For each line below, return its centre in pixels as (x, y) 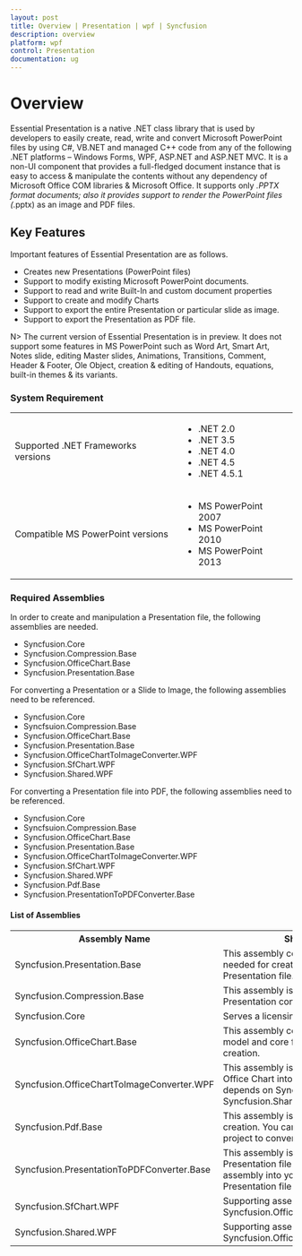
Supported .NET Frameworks (76, 446)
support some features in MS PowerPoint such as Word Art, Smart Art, (140, 346)
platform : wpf (37, 43)
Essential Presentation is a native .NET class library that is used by (133, 128)
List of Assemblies (46, 915)
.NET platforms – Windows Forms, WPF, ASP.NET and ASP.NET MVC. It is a (149, 157)
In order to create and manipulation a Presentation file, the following (135, 617)
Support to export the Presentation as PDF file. (109, 319)
